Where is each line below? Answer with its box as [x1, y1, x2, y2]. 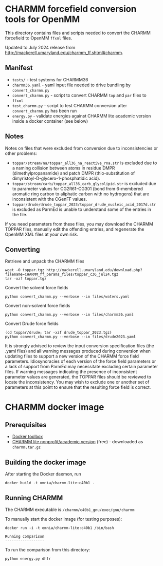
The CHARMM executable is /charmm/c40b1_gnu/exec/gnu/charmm [5, 507, 135, 512]
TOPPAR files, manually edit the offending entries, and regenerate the [5, 226, 145, 232]
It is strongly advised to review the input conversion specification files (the [5, 343, 154, 349]
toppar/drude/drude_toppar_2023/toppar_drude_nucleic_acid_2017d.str [12, 202, 157, 207]
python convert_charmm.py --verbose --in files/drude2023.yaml [5, 335, 136, 340]
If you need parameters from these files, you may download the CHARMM [5, 221, 153, 227]
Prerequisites [5, 420, 47, 429]
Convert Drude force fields [5, 321, 59, 327]
